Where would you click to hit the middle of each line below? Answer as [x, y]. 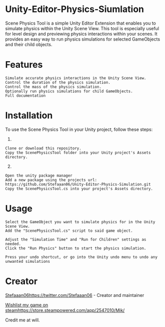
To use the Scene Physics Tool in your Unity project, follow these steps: [79, 129]
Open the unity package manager [39, 176]
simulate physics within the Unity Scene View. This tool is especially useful [82, 28]
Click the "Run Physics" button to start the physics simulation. [76, 248]
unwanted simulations [28, 261]
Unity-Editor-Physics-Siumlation [74, 9]
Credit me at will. [22, 320]
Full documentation [25, 96]
